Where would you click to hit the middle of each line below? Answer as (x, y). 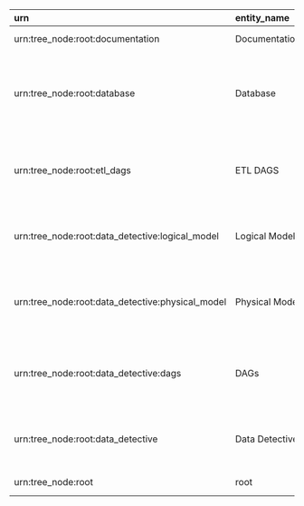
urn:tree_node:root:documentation (87, 39)
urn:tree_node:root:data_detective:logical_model (117, 236)
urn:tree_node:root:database (75, 93)
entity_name (262, 18)
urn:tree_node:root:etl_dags (72, 170)
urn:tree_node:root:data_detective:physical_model (120, 302)
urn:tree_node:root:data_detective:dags (98, 373)
